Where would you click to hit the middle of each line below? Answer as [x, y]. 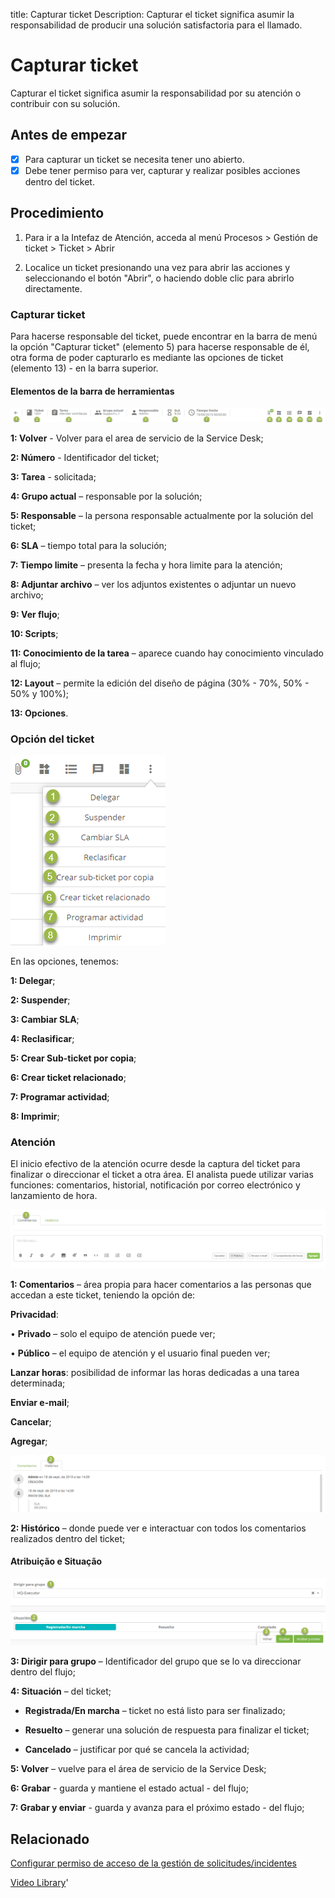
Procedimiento [57, 213]
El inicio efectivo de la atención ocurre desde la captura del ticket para [155, 1164]
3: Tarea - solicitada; [53, 476]
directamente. [53, 288]
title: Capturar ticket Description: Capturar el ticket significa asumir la [152, 14]
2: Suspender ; [40, 1000]
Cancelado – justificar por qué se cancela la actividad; [137, 1750]
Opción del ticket [52, 739]
